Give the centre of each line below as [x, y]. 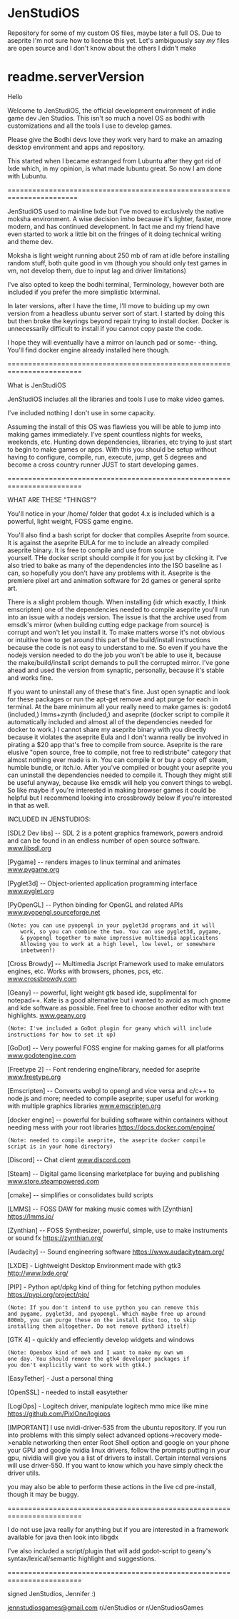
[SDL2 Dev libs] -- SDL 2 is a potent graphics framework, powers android [115, 833]
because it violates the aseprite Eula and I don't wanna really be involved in [118, 737]
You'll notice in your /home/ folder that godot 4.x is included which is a [111, 513]
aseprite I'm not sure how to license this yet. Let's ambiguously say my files [118, 40]
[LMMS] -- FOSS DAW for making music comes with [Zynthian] [100, 1209]
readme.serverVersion [76, 77]
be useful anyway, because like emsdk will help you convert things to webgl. [120, 782]
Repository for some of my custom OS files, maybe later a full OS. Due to [115, 33]
